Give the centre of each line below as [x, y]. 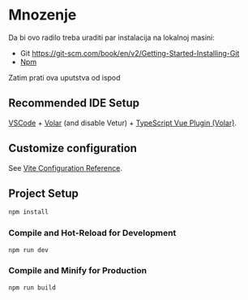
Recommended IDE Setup [74, 103]
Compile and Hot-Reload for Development [92, 233]
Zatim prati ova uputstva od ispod [64, 77]
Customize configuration [73, 148]
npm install [28, 212]
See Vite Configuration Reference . [66, 167]
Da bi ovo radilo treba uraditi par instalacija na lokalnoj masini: [111, 37]
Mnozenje [43, 15]
